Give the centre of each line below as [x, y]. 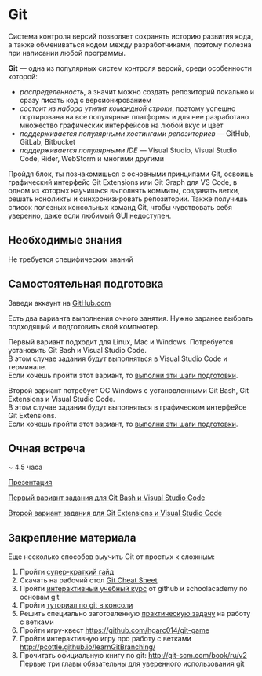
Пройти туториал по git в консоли [76, 605]
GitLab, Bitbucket [47, 141]
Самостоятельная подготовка [86, 284]
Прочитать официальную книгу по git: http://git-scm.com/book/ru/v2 [133, 656]
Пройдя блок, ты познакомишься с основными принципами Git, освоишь [131, 174]
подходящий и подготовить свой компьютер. [84, 326]
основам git [39, 597]
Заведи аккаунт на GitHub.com [60, 303]
